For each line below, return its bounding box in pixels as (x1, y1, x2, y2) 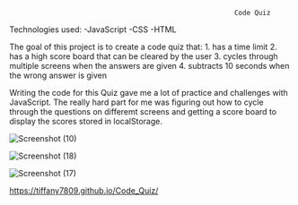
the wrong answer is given (9, 70, 108, 81)
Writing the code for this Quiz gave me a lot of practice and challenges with (9, 88, 289, 98)
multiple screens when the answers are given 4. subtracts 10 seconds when (9, 61, 290, 71)
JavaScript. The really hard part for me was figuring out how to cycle (9, 97, 264, 107)
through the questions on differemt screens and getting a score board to (9, 107, 276, 116)
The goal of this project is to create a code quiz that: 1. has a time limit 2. (9, 41, 277, 52)
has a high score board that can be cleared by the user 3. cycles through (9, 51, 278, 62)
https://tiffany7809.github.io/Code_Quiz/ (9, 185, 159, 196)
